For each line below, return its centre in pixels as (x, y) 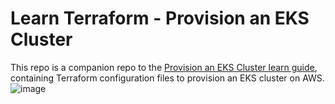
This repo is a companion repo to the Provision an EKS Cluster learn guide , (164, 67)
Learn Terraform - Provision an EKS (160, 18)
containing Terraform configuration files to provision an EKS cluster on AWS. (167, 78)
